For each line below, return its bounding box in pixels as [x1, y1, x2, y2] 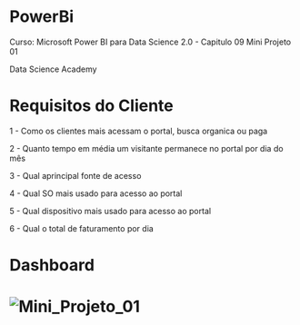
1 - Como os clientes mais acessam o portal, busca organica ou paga [9, 125, 268, 136]
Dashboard [9, 255, 95, 276]
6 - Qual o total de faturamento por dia [9, 222, 155, 233]
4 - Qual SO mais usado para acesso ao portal [9, 188, 183, 199]
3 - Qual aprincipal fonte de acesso [9, 170, 142, 181]
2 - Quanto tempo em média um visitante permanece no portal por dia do [9, 143, 284, 153]
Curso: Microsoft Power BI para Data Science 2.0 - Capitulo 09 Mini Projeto [9, 36, 292, 47]
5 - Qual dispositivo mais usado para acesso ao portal [9, 205, 212, 216]
